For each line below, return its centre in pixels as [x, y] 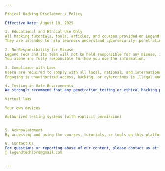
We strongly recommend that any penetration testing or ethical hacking [81, 90]
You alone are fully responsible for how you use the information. [76, 59]
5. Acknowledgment [24, 130]
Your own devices [23, 108]
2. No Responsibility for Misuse [39, 50]
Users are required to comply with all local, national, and [69, 72]
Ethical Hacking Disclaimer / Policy [44, 14]
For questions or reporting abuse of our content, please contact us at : [82, 148]
